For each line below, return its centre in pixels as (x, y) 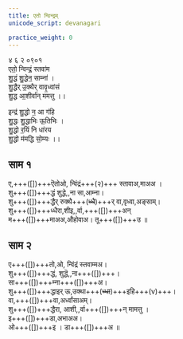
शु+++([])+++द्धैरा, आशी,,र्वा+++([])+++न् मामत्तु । (79, 309)
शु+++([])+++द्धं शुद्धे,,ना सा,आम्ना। (56, 193)
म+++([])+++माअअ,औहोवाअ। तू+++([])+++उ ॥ (78, 219)
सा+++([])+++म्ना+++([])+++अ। (58, 282)
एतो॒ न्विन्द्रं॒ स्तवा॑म (29, 69)
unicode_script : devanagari (55, 23)
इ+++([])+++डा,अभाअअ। (45, 318)
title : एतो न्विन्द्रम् (33, 16)
